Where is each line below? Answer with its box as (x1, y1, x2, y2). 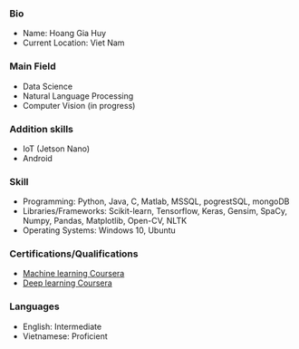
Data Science (22, 81, 73, 92)
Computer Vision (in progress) (22, 100, 136, 111)
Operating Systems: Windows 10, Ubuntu (22, 225, 177, 236)
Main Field (9, 60, 56, 73)
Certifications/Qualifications (9, 247, 139, 260)
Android (22, 152, 53, 163)
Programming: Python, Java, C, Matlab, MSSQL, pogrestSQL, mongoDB (22, 196, 290, 207)
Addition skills (9, 122, 74, 135)
